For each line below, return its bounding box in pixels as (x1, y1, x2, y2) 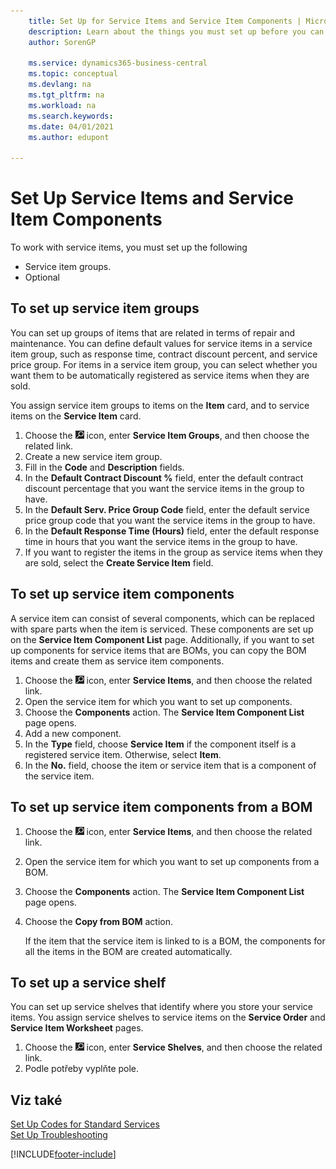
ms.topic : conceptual (28, 69, 118, 79)
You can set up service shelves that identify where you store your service (10, 1001, 314, 1013)
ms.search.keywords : (28, 111, 114, 121)
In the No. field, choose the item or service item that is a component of (24, 759, 317, 771)
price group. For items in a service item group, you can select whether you (10, 358, 318, 370)
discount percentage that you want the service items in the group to (24, 482, 305, 494)
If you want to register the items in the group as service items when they (24, 546, 323, 558)
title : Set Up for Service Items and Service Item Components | (28, 16, 302, 26)
